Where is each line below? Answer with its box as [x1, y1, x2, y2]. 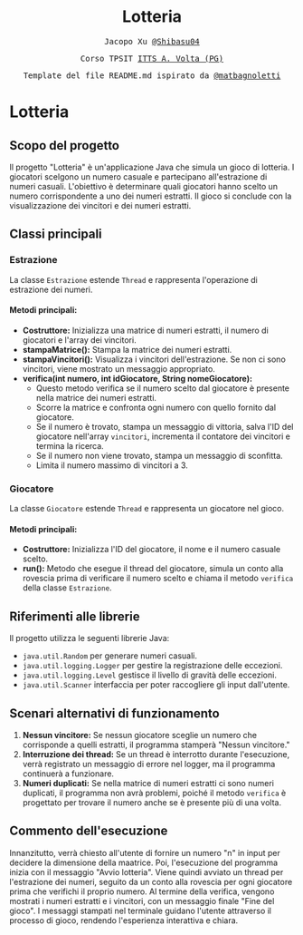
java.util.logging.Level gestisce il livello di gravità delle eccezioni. [22, 669, 278, 681]
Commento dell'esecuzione [9, 823, 168, 839]
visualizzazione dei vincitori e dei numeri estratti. [9, 200, 192, 210]
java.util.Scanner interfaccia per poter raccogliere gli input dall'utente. [22, 679, 290, 690]
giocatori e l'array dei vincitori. [22, 334, 137, 346]
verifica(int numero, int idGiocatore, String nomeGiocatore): [22, 373, 253, 384]
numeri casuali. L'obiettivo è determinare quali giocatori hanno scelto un [9, 180, 279, 191]
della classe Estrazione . [22, 582, 112, 593]
